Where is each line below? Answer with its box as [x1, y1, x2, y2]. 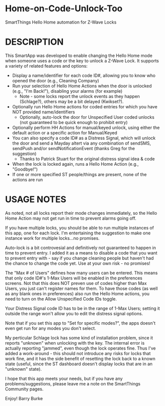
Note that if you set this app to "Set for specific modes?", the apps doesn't [5, 320, 156, 326]
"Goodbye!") [12, 166, 38, 172]
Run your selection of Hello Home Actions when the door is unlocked [12, 83, 152, 89]
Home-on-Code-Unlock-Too [5, 3, 123, 14]
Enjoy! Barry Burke [5, 395, 43, 401]
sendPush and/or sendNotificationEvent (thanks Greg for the [12, 145, 135, 151]
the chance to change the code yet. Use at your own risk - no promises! [5, 260, 151, 266]
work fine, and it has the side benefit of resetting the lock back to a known [5, 355, 156, 361]
